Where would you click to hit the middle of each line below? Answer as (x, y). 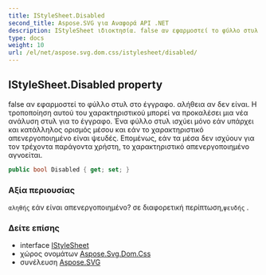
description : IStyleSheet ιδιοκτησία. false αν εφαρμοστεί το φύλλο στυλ (133, 30)
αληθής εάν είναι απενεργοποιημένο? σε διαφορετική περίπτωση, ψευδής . (129, 207)
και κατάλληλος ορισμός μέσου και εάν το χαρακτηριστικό (106, 129)
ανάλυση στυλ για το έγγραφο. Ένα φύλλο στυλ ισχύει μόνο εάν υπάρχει (131, 121)
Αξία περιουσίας (42, 190)
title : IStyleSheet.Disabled (57, 16)
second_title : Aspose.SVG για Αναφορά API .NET (89, 23)
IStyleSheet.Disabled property (86, 85)
